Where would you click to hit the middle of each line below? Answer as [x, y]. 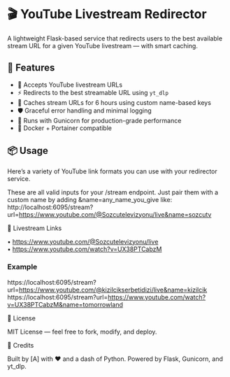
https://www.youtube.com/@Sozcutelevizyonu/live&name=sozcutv [115, 214]
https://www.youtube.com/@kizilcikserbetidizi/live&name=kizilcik [113, 290]
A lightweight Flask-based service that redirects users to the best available [115, 38]
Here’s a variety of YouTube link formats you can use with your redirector [113, 171]
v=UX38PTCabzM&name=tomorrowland [65, 304]
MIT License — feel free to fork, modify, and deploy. [82, 332]
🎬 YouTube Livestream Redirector [107, 14]
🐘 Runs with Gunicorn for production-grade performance [99, 120]
